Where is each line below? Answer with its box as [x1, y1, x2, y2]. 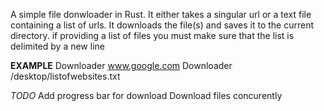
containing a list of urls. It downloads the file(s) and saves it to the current [10, 19, 315, 31]
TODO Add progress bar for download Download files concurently [10, 90, 283, 101]
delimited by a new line [10, 40, 105, 52]
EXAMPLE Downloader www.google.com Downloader [10, 60, 233, 71]
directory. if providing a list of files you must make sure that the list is [10, 30, 295, 41]
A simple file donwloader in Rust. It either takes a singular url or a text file [10, 9, 312, 20]
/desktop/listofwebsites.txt [10, 70, 121, 82]
